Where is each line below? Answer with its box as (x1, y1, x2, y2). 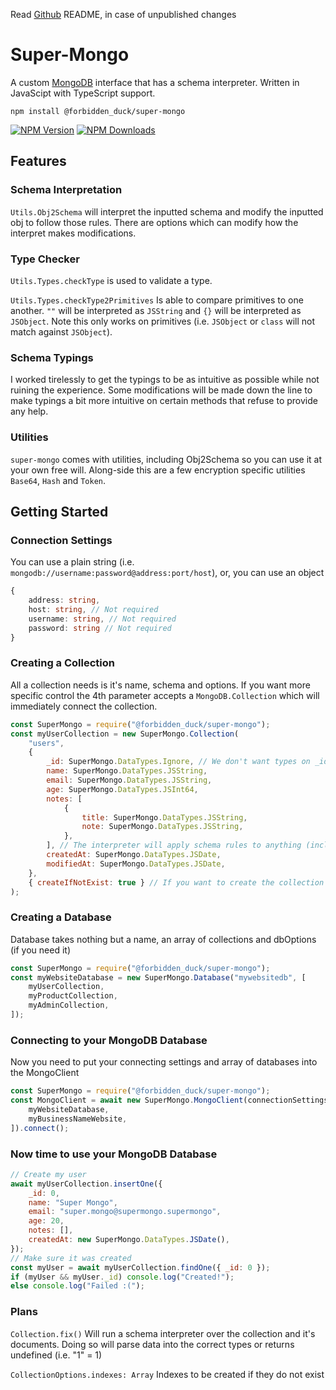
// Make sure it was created (10, 1253, 132, 1263)
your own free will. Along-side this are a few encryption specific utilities (10, 464, 306, 476)
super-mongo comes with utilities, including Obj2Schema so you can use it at (10, 453, 323, 465)
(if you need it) (10, 944, 72, 956)
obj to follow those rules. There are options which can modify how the (10, 216, 299, 228)
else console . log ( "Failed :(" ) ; (10, 1281, 145, 1291)
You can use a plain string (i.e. (10, 556, 135, 568)
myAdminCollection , (28, 1000, 110, 1011)
